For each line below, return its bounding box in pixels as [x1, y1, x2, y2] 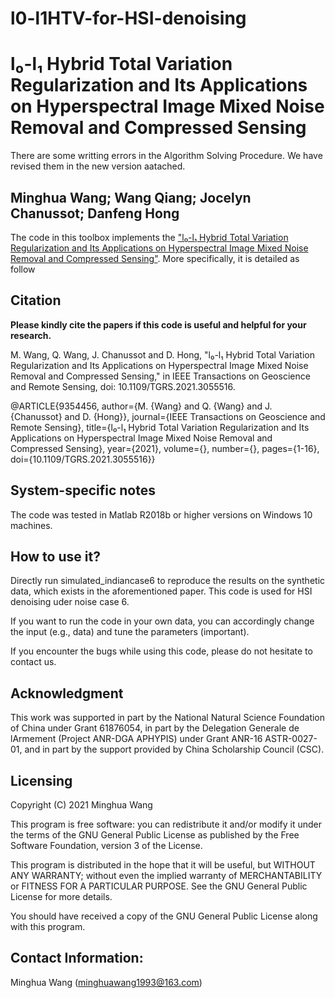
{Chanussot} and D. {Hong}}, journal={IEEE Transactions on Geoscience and [10, 410, 326, 422]
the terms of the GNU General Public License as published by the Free [10, 829, 300, 841]
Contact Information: [10, 950, 144, 967]
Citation [10, 292, 62, 309]
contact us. [10, 656, 57, 668]
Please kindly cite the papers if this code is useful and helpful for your [10, 318, 307, 331]
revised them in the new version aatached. [10, 160, 186, 172]
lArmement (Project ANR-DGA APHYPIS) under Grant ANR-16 [10, 733, 263, 745]
